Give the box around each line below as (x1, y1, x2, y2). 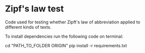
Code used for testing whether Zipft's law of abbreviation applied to (5, 19, 141, 25)
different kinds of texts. (5, 24, 52, 30)
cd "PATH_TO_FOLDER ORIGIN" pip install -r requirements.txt (5, 42, 127, 48)
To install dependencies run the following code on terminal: (5, 33, 124, 39)
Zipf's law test (5, 3, 64, 14)
